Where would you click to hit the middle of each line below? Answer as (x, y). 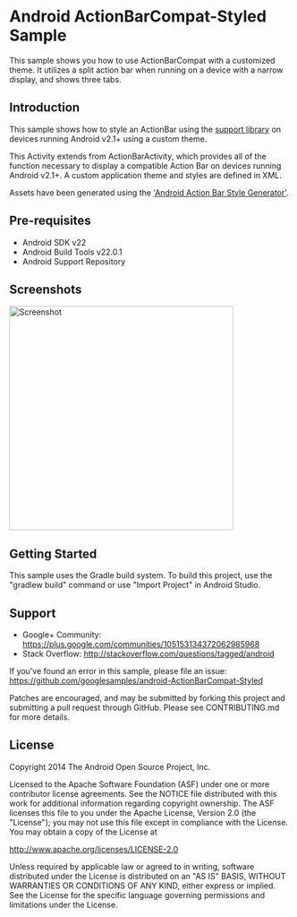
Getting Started (53, 554)
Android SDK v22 (54, 242)
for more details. (39, 717)
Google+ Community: (62, 635)
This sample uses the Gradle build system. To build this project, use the (141, 575)
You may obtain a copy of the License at (84, 832)
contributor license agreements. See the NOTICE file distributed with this (143, 793)
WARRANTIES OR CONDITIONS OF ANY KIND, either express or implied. (142, 886)
